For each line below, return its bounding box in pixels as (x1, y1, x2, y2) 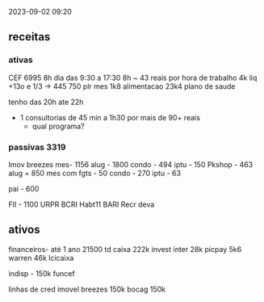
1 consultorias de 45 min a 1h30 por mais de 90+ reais (19, 112, 200, 122)
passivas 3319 (8, 141, 66, 153)
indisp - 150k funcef (8, 268, 75, 278)
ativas (8, 54, 34, 65)
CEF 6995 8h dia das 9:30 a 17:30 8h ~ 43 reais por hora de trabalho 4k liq (8, 73, 258, 82)
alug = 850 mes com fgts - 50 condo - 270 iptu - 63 (8, 168, 182, 178)
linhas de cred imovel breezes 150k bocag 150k (8, 284, 166, 294)
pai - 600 (8, 183, 40, 193)
